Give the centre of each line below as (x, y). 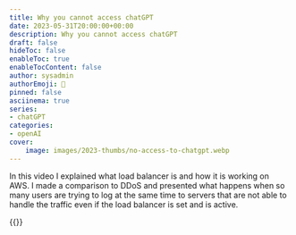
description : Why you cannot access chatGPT (93, 34)
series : (24, 109)
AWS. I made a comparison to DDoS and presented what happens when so (147, 185)
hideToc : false (38, 51)
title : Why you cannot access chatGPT (81, 17)
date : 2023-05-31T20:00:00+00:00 (72, 26)
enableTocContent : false (55, 68)
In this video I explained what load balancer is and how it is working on (140, 176)
